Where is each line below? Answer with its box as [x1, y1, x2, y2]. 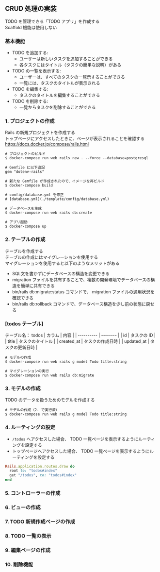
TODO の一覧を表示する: [12, 68, 61, 74]
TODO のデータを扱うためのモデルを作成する [5, 397, 96, 403]
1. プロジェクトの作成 [5, 118, 55, 125]
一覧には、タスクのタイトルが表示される [19, 80, 100, 86]
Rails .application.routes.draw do [5, 464, 75, 469]
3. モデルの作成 [5, 385, 41, 392]
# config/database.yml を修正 [5, 192, 64, 198]
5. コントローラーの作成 [5, 490, 61, 497]
